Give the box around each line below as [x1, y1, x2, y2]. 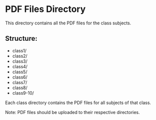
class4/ [12, 63, 28, 69]
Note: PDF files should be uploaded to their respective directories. [5, 109, 140, 115]
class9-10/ [12, 90, 34, 96]
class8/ [12, 85, 28, 91]
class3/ [12, 58, 28, 64]
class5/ [12, 69, 28, 75]
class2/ [12, 53, 28, 59]
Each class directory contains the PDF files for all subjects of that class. [5, 100, 151, 106]
